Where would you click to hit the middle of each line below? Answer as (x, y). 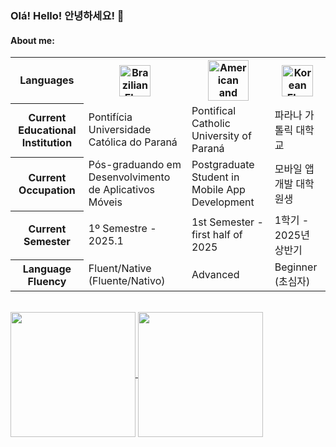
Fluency (47, 282)
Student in (215, 177)
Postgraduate (223, 165)
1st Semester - (227, 222)
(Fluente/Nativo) (127, 281)
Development (223, 202)
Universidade (120, 130)
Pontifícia (110, 117)
